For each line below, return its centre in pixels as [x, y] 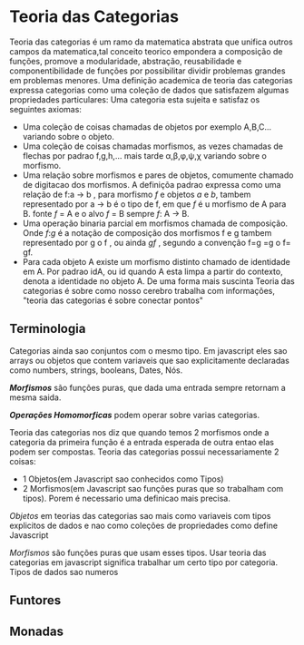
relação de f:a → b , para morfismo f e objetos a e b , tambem [137, 194]
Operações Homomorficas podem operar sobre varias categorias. [135, 415]
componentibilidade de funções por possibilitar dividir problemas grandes [147, 71]
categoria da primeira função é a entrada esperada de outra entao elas [142, 442]
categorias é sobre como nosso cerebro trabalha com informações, [148, 290]
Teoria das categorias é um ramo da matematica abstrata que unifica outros [151, 42]
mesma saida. [35, 397]
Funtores [35, 601]
